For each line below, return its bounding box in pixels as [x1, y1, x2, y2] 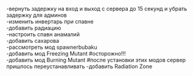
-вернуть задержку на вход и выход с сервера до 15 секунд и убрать [6, 5, 188, 12]
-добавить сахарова [6, 37, 60, 44]
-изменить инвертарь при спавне [6, 18, 94, 25]
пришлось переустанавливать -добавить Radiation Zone [6, 63, 153, 70]
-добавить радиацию [6, 24, 61, 31]
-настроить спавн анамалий [6, 31, 80, 38]
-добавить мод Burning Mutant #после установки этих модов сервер [6, 57, 186, 63]
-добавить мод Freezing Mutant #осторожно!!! [6, 50, 126, 57]
